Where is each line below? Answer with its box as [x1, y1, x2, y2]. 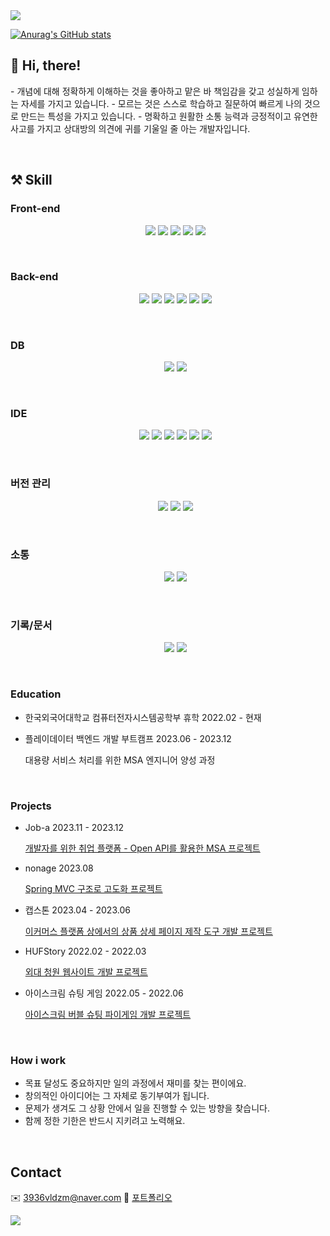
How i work [10, 1053, 67, 1067]
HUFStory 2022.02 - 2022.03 [24, 945, 147, 957]
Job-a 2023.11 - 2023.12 [24, 821, 125, 833]
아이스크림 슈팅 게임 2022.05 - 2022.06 [24, 987, 184, 999]
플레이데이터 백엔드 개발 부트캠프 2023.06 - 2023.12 [24, 732, 232, 744]
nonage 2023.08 [24, 862, 94, 874]
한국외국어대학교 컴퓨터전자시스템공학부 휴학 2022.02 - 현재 [24, 711, 262, 723]
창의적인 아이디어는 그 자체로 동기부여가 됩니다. [24, 1090, 210, 1102]
